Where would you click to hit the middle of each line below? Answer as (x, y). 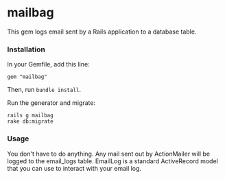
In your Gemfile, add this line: (49, 64)
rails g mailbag (30, 116)
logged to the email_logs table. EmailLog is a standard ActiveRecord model (113, 161)
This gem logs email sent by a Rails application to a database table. (102, 32)
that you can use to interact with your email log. (74, 168)
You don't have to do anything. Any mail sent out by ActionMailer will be (109, 154)
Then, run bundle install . (44, 90)
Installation (26, 49)
